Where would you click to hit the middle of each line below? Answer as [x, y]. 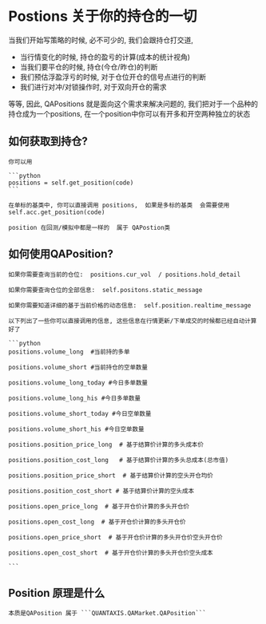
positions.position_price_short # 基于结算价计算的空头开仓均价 [111, 476]
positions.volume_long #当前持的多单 [69, 352]
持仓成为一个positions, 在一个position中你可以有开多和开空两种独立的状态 [129, 113]
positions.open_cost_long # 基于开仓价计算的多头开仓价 [97, 522]
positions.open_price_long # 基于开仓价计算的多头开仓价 [99, 506]
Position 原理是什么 [57, 592]
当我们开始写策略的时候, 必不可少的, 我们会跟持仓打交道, [101, 40]
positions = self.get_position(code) [71, 183]
